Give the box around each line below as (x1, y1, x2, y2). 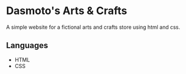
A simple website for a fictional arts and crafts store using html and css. (6, 23, 181, 31)
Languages (6, 41, 48, 51)
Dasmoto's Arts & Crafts (6, 4, 128, 18)
